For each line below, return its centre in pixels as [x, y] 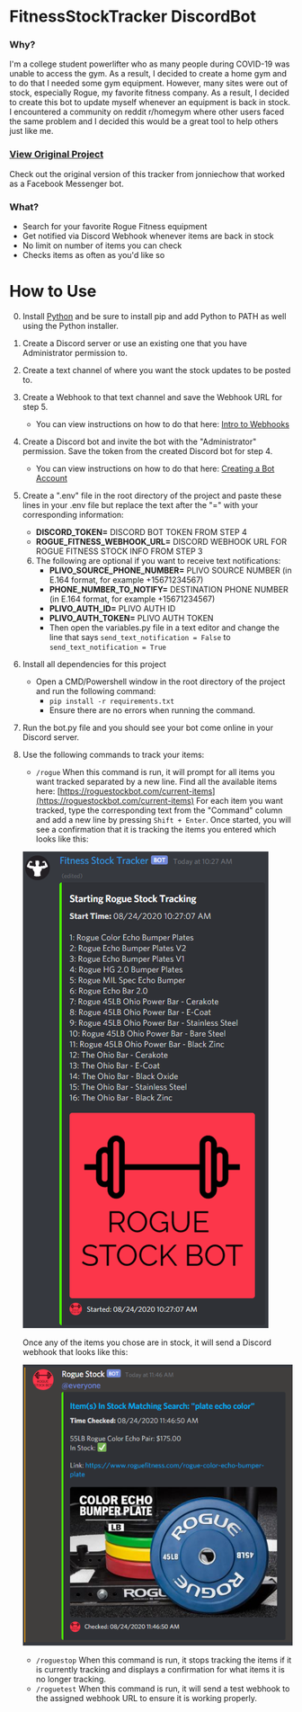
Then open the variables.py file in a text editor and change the [164, 628]
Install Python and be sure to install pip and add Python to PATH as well [154, 317]
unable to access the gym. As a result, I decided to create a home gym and [148, 74]
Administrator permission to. [75, 353]
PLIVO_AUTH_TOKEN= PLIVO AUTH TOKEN [131, 619]
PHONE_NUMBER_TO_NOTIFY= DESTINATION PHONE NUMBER [169, 590]
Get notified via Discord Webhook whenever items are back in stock [148, 236]
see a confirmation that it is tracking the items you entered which [156, 830]
